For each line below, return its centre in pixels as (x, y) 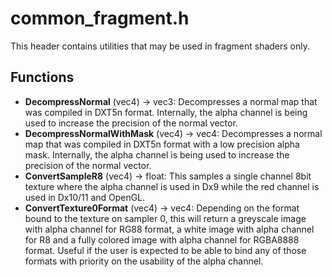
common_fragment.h (100, 18)
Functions (42, 77)
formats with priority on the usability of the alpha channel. (144, 261)
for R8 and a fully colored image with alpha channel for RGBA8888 (162, 239)
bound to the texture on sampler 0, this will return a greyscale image (165, 218)
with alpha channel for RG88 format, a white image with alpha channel (169, 229)
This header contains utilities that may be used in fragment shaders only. (160, 46)
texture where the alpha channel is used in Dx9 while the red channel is (172, 186)
